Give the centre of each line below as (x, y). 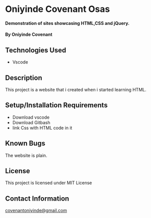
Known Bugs (25, 143)
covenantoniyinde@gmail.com (36, 211)
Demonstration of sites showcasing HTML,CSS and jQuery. (67, 23)
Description (24, 78)
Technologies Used (36, 50)
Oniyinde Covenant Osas (58, 9)
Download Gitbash (31, 122)
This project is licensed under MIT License (49, 183)
